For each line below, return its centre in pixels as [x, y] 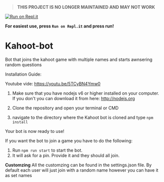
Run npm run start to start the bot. [47, 150]
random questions [23, 65]
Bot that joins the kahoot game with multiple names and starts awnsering [79, 59]
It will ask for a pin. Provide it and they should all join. [66, 155]
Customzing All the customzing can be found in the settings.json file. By [79, 165]
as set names [19, 175]
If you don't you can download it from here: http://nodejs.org [73, 98]
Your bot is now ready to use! [35, 131]
